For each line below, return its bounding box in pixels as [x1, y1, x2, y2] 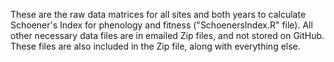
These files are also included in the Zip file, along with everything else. [10, 40, 301, 52]
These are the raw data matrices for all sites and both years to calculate [10, 9, 307, 20]
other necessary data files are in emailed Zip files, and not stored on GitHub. [10, 30, 325, 41]
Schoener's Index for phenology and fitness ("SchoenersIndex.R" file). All [10, 19, 313, 31]
